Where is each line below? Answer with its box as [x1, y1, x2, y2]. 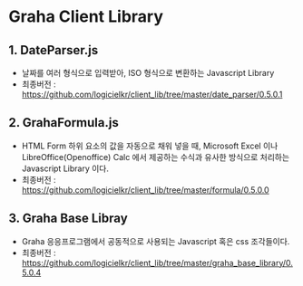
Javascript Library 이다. [21, 163, 110, 174]
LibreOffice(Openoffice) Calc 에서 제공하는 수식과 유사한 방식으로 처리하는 [21, 151, 290, 162]
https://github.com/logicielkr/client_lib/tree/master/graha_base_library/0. [21, 257, 294, 268]
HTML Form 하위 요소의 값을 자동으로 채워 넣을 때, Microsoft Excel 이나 [21, 140, 279, 151]
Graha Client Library [8, 6, 164, 27]
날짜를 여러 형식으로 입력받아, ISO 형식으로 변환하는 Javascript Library [21, 68, 275, 78]
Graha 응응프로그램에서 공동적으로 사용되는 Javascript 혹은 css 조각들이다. [21, 235, 290, 246]
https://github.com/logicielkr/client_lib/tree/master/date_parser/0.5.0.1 [21, 89, 283, 100]
